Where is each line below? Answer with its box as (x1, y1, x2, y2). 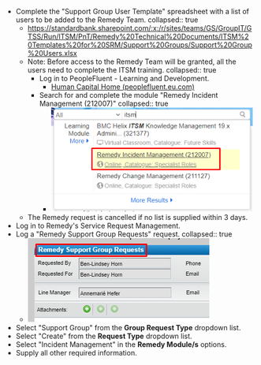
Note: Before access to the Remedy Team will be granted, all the (27, 57, 237, 66)
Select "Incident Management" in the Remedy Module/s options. (15, 340, 227, 349)
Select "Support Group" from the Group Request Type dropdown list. (15, 323, 241, 333)
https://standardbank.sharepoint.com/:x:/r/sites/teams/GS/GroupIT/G (27, 24, 252, 32)
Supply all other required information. (15, 348, 137, 358)
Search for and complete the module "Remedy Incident (39, 91, 218, 99)
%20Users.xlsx (27, 49, 77, 58)
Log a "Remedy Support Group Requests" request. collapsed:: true (15, 229, 233, 239)
